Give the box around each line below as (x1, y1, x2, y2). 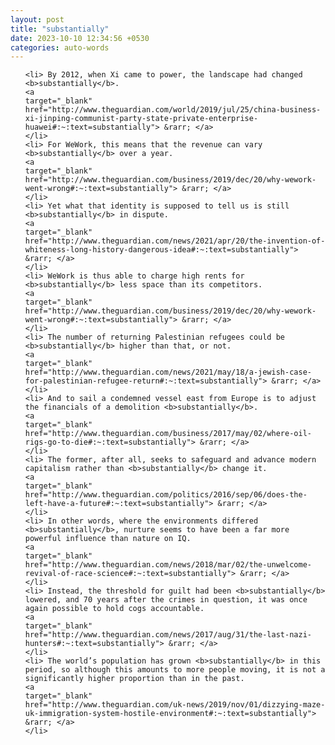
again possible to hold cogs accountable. (24, 604, 205, 614)
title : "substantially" (10, 24, 110, 34)
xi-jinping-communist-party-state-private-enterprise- (24, 114, 259, 124)
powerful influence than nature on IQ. (24, 534, 192, 544)
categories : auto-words (10, 42, 110, 53)
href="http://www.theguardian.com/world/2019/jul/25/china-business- (24, 105, 322, 115)
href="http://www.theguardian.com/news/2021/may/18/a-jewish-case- (24, 367, 312, 378)
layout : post (10, 14, 65, 25)
